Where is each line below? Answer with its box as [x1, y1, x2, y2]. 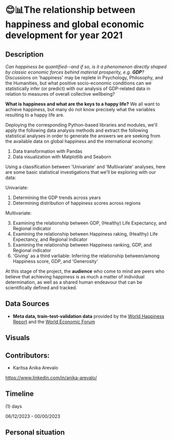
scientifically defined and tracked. [5, 285, 78, 291]
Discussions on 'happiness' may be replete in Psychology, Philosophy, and [5, 75, 163, 80]
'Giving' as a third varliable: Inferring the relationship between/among [12, 253, 160, 259]
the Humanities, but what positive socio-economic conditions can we [5, 80, 151, 86]
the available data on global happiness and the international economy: [5, 138, 154, 144]
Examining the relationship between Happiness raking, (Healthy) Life [12, 231, 158, 237]
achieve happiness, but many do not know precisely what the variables [5, 107, 156, 112]
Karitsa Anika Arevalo [12, 365, 59, 371]
